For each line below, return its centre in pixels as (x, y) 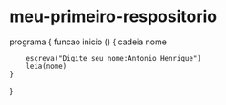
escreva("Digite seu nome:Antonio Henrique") (114, 58)
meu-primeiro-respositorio (113, 17)
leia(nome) (46, 66)
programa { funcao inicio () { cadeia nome (88, 42)
